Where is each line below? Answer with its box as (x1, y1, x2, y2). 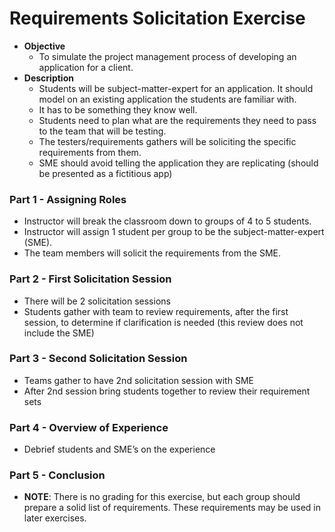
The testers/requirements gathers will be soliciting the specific (38, 135, 297, 147)
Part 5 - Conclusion (9, 468, 106, 482)
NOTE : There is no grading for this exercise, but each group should (23, 491, 301, 503)
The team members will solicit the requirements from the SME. (23, 247, 281, 259)
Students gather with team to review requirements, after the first (23, 305, 289, 317)
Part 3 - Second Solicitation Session (9, 352, 188, 366)
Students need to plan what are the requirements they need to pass (38, 114, 317, 126)
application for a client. (38, 61, 134, 73)
